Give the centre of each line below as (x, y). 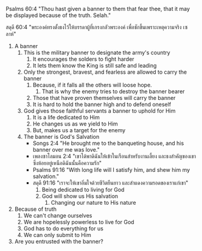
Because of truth (36, 209)
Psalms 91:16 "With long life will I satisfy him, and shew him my (111, 170)
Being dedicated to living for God (83, 189)
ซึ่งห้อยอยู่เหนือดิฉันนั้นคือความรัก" (67, 163)
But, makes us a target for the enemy (79, 130)
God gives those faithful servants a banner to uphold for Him (99, 111)
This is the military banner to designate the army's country (97, 52)
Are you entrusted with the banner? (59, 241)
